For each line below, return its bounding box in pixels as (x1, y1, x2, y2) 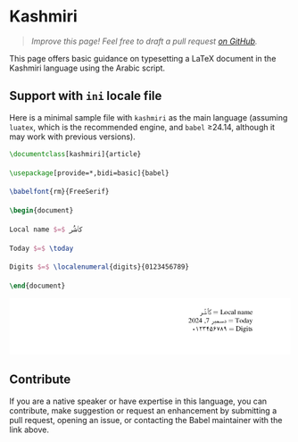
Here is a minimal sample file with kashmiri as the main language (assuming (9, 112, 288, 122)
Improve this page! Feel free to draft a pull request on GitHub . (30, 36, 258, 46)
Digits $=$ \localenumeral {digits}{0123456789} (9, 263, 190, 271)
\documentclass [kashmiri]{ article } (9, 149, 142, 158)
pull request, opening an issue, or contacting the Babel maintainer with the (9, 414, 283, 425)
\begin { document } (9, 206, 74, 215)
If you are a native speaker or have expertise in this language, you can (9, 396, 268, 406)
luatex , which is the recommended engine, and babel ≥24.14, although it (9, 121, 275, 132)
